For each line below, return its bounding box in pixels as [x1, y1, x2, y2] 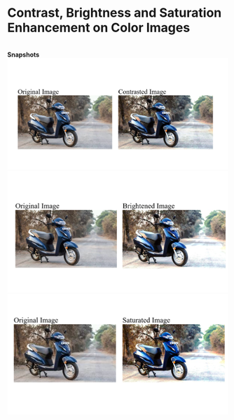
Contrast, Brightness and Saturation [7, 5, 222, 21]
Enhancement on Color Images [7, 20, 191, 36]
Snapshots [7, 50, 40, 59]
